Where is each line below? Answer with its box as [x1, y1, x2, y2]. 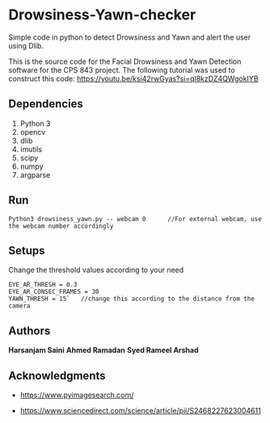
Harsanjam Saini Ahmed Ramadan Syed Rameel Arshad [8, 346, 200, 355]
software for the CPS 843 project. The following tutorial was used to [8, 65, 236, 74]
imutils [19, 144, 43, 154]
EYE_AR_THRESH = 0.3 [8, 281, 78, 289]
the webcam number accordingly [8, 222, 114, 230]
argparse [19, 170, 51, 179]
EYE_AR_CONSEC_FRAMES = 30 [8, 288, 99, 296]
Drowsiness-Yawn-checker [8, 6, 196, 24]
